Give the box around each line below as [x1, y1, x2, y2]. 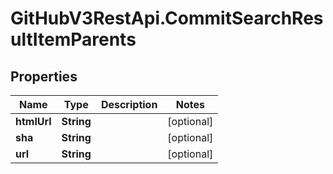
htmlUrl [15, 115, 52, 128]
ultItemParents [10, 28, 137, 51]
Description [100, 98, 158, 111]
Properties [10, 68, 78, 85]
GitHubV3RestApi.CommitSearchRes [10, 7, 324, 30]
